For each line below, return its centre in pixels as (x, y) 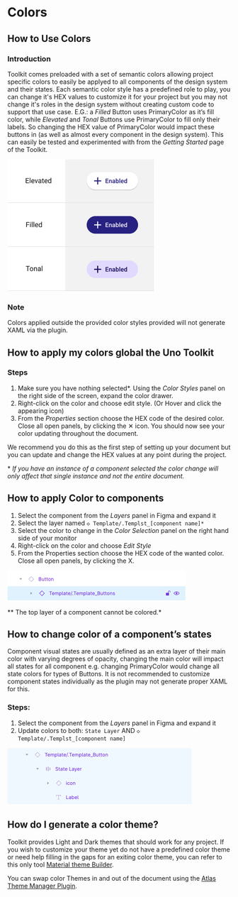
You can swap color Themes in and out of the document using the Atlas (112, 878)
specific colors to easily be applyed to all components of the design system (118, 82)
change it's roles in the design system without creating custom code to (111, 104)
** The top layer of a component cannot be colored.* (85, 612)
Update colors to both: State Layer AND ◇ (79, 730)
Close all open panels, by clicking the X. (76, 561)
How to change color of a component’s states (110, 635)
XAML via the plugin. (38, 330)
